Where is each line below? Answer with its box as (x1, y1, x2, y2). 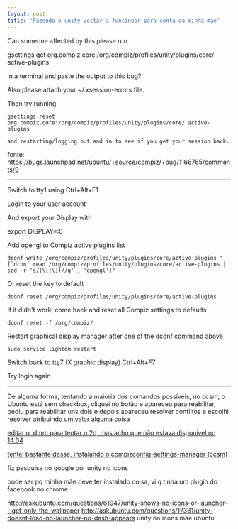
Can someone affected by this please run (7, 36, 127, 45)
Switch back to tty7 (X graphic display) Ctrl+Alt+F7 (7, 358, 156, 366)
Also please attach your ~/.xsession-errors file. (7, 85, 145, 94)
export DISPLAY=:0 (7, 227, 64, 235)
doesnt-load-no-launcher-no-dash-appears (7, 513, 136, 522)
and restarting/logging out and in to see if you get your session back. (7, 138, 230, 145)
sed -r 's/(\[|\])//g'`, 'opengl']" (7, 267, 115, 274)
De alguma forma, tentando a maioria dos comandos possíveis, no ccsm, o (7, 392, 225, 400)
